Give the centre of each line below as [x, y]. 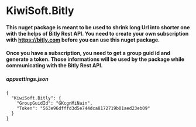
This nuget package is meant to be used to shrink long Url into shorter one [98, 27]
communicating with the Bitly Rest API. [54, 66]
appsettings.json [27, 79]
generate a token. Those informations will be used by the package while [95, 59]
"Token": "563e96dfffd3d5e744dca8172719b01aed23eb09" [83, 109]
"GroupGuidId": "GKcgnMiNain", [55, 104]
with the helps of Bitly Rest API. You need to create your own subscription [97, 33]
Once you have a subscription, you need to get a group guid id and [88, 53]
